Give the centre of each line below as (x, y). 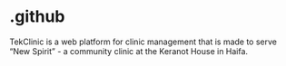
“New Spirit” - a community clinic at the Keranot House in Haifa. (128, 51)
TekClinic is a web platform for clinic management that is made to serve (143, 42)
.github (37, 17)
